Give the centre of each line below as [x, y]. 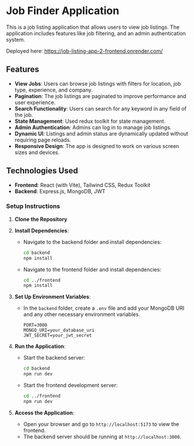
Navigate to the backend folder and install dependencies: [92, 242]
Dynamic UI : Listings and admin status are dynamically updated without [101, 133]
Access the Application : [44, 413]
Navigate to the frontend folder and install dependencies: [92, 269]
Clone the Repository [41, 219]
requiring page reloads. [43, 140]
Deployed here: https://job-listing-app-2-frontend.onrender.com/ [84, 51]
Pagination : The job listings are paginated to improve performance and [100, 96]
